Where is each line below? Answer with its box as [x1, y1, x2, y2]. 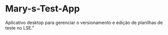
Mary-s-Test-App [5, 3, 80, 14]
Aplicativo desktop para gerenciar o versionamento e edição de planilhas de [5, 19, 163, 25]
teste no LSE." [5, 24, 34, 30]
